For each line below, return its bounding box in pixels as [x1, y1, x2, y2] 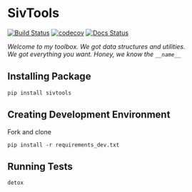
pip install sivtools [7, 89, 72, 97]
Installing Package [7, 70, 91, 82]
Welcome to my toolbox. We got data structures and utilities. [7, 42, 186, 50]
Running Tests [7, 160, 73, 172]
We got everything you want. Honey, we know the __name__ [7, 50, 181, 58]
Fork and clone [7, 127, 52, 136]
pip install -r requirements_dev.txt [7, 141, 120, 149]
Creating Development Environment [7, 109, 171, 121]
